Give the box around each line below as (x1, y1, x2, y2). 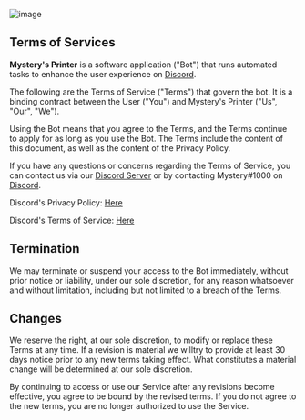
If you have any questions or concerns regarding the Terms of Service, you (9, 160, 291, 171)
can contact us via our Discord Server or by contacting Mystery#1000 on (9, 169, 284, 181)
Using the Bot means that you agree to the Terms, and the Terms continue (9, 123, 288, 134)
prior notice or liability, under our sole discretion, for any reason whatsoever (9, 275, 294, 285)
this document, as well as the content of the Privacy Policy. (9, 142, 231, 154)
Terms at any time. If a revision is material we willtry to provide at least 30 (9, 345, 286, 355)
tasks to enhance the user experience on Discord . (9, 68, 197, 79)
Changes (9, 311, 62, 326)
